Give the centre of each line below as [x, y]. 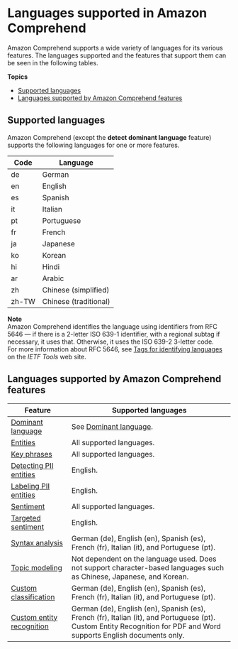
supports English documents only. [128, 635]
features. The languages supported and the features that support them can [117, 55]
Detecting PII [32, 465]
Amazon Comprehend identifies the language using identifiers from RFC [112, 326]
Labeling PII [30, 486]
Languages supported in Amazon [107, 13]
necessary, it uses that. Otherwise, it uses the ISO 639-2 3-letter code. [110, 342]
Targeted [26, 518]
